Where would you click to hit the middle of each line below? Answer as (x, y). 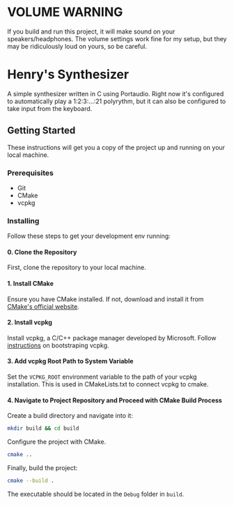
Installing (23, 220)
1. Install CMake (30, 284)
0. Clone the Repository (42, 252)
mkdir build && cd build (43, 429)
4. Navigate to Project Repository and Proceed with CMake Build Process (115, 400)
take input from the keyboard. (50, 108)
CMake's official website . (44, 306)
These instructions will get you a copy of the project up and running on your (116, 147)
